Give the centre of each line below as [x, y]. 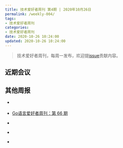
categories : [17, 28]
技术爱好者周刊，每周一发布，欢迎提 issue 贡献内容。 [68, 55]
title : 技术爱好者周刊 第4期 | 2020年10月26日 [48, 9]
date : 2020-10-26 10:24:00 [32, 37]
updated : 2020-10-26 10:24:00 [35, 41]
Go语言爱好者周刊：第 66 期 [40, 113]
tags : [10, 18]
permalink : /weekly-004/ [30, 14]
